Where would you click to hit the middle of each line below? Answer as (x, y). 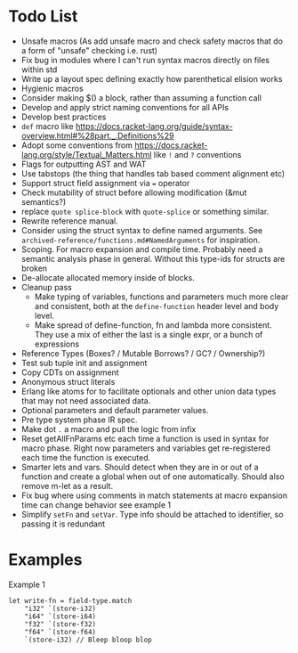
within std (39, 69)
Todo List (43, 16)
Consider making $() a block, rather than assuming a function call (141, 98)
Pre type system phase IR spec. (79, 420)
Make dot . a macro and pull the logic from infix (109, 429)
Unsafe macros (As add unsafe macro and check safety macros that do (152, 41)
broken (34, 268)
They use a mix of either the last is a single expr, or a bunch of (149, 334)
